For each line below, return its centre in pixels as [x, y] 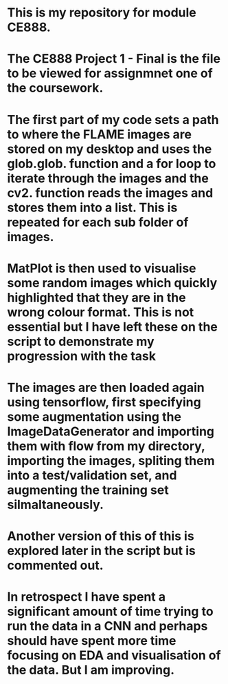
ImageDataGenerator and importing [111, 431]
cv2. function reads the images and [110, 193]
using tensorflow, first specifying [104, 402]
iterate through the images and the [108, 178]
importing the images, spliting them [111, 460]
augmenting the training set [88, 490]
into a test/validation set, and [92, 475]
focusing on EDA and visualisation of [114, 655]
